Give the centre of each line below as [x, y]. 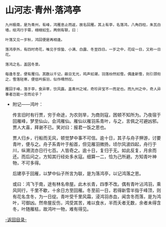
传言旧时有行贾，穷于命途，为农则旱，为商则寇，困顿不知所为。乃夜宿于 [86, 115]
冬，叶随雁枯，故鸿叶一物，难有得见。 [52, 209]
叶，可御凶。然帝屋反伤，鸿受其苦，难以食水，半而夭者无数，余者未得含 [86, 203]
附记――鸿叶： [28, 104]
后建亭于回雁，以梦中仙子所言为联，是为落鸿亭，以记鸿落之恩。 [78, 173]
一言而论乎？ [31, 94]
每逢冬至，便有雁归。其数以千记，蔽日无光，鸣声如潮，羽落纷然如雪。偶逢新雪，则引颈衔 [83, 74]
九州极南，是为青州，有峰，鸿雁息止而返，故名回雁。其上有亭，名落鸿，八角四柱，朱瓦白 [83, 25]
